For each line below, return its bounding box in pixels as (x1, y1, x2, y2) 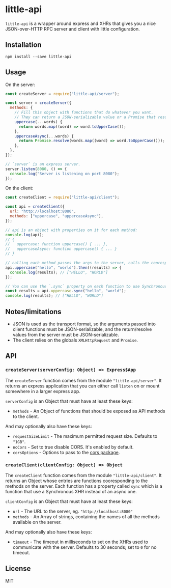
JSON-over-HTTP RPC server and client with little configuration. (5, 25, 140, 32)
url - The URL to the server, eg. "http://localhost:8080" (12, 508, 133, 514)
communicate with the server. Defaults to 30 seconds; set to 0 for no (12, 544, 157, 550)
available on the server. (12, 519, 62, 525)
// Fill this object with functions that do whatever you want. (14, 110, 154, 115)
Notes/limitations (5, 307, 62, 316)
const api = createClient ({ (5, 204, 65, 209)
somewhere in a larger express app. (5, 388, 80, 394)
